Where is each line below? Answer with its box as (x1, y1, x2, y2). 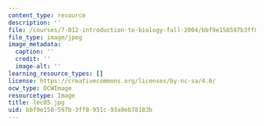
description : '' (8, 19, 61, 27)
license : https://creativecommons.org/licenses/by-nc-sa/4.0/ (8, 77, 216, 85)
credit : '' (15, 56, 51, 63)
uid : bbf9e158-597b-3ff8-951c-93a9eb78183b (8, 106, 153, 114)
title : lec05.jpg (8, 99, 65, 106)
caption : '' (15, 48, 55, 56)
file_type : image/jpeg (8, 33, 82, 41)
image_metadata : (8, 41, 61, 49)
